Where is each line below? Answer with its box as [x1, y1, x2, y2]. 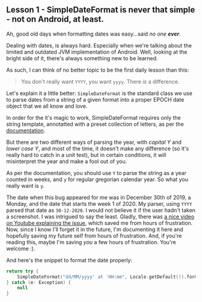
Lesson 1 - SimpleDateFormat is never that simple [6, 5, 195, 15]
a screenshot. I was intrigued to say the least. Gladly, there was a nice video [6, 213, 195, 220]
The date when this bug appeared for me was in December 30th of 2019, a [6, 194, 191, 201]
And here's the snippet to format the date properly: [6, 256, 132, 263]
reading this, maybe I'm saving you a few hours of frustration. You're [6, 238, 176, 245]
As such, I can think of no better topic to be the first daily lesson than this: [6, 66, 189, 73]
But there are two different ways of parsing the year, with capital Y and [6, 138, 182, 146]
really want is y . [6, 182, 45, 189]
